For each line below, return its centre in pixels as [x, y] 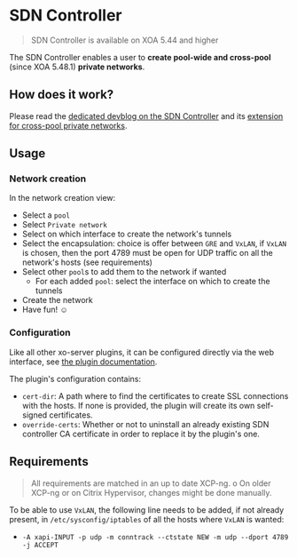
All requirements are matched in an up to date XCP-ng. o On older [151, 483]
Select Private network [65, 225]
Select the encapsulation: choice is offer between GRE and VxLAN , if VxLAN [154, 243]
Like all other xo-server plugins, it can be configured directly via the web [142, 352]
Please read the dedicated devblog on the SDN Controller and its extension [146, 116]
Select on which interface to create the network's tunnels [127, 234]
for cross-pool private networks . [68, 125]
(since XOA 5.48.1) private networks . [77, 67]
